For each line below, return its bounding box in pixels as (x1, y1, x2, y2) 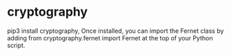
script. (7, 41, 26, 49)
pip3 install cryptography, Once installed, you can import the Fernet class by (7, 27, 224, 35)
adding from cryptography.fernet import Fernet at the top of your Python (7, 33, 213, 42)
